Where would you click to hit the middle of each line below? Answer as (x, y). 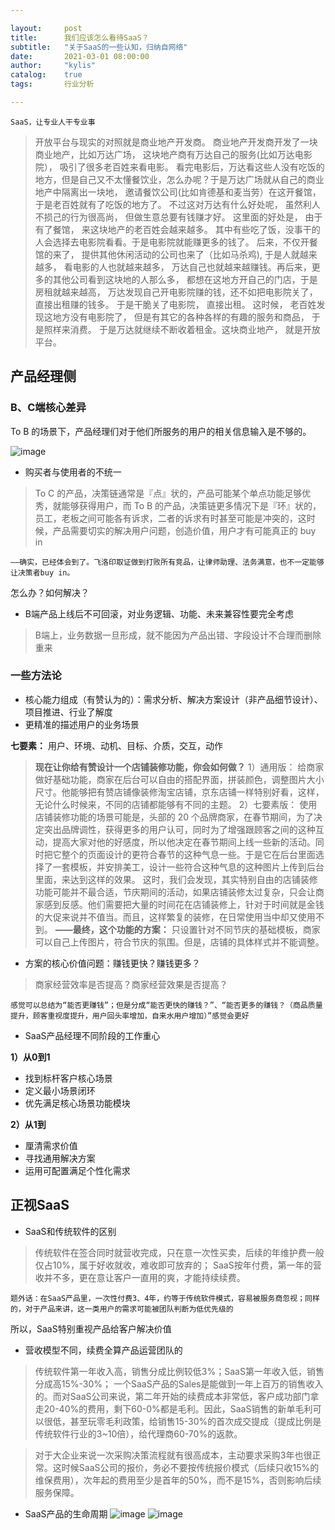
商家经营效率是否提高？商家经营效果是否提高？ (131, 984)
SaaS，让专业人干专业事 (53, 122)
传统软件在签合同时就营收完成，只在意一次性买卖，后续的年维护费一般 (179, 1252)
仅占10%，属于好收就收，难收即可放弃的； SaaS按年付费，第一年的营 (178, 1265)
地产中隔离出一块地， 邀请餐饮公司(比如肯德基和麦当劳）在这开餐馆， (178, 192)
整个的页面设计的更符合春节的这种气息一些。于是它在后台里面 (188, 854)
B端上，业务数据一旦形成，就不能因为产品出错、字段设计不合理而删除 (178, 635)
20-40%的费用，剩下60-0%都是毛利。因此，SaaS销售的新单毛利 (178, 1408)
